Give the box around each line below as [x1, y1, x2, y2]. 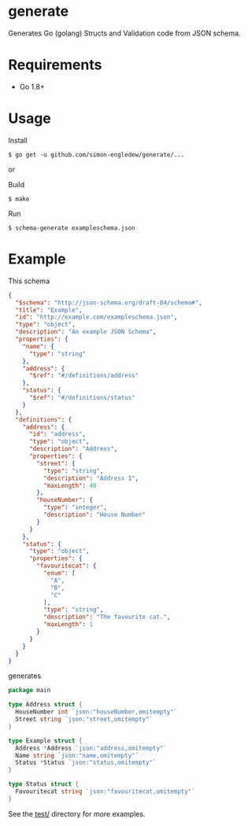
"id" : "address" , [28, 430, 87, 438]
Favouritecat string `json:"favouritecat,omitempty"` [15, 787, 195, 795]
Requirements [8, 56, 102, 74]
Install [8, 135, 28, 145]
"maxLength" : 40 [43, 481, 97, 489]
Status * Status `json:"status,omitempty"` [15, 758, 157, 767]
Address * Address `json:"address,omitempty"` [15, 744, 168, 752]
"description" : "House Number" [43, 511, 146, 518]
